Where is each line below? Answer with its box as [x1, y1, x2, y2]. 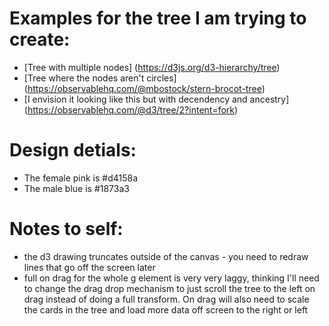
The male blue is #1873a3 [23, 182, 130, 194]
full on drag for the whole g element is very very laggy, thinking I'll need [23, 272, 320, 284]
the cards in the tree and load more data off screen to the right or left [23, 303, 309, 316]
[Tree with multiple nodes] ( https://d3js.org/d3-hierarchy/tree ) [23, 61, 281, 73]
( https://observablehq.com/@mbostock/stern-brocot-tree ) [23, 82, 266, 94]
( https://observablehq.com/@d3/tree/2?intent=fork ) [23, 103, 239, 116]
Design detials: [9, 139, 137, 162]
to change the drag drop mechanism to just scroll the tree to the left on [23, 282, 316, 294]
